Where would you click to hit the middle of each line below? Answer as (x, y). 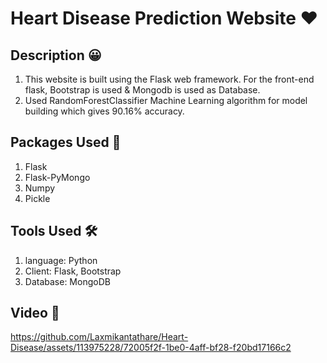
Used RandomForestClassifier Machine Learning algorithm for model (166, 100)
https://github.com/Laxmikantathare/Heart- (99, 337)
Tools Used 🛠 (54, 231)
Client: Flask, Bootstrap (73, 271)
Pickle (37, 198)
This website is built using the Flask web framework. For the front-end (169, 79)
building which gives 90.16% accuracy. (104, 111)
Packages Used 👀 (66, 142)
